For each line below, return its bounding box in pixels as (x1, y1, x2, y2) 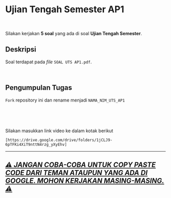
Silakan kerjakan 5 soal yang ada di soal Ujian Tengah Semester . (5, 30, 142, 36)
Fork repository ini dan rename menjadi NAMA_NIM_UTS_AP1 (5, 97, 125, 103)
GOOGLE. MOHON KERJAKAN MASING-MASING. (5, 176, 164, 185)
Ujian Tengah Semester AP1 (5, 4, 125, 15)
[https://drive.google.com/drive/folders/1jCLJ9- (5, 137, 113, 142)
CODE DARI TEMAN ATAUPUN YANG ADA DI (5, 168, 148, 177)
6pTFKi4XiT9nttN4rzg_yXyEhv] (5, 142, 67, 147)
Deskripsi (5, 45, 37, 54)
